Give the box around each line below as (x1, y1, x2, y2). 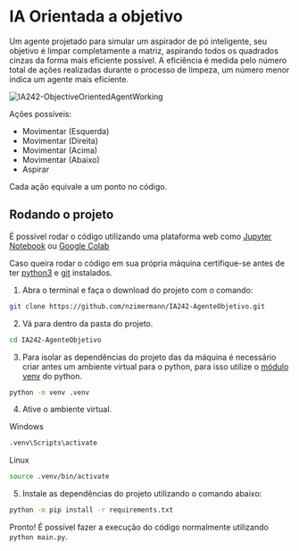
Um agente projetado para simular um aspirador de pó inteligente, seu (9, 36, 268, 47)
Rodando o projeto (9, 208, 114, 223)
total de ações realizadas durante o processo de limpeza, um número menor (9, 64, 290, 75)
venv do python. (21, 370, 83, 381)
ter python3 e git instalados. (9, 267, 113, 278)
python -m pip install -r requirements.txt (9, 505, 174, 515)
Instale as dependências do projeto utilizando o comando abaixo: (21, 488, 262, 499)
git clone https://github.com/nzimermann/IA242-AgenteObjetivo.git (9, 301, 266, 310)
